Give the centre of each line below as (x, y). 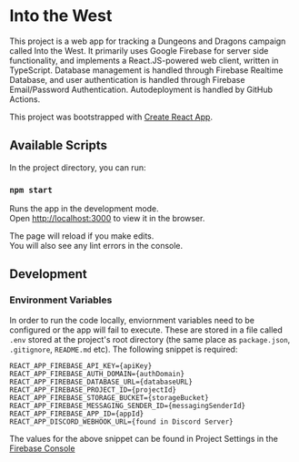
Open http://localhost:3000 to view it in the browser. (107, 219)
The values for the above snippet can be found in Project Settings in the (144, 438)
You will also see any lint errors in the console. (96, 246)
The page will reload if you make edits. (82, 236)
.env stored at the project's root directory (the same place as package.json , (150, 339)
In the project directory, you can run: (78, 167)
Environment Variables (61, 300)
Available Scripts (58, 145)
